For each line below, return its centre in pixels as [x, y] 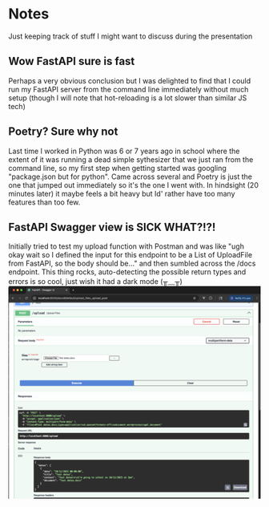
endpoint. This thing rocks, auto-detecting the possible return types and [127, 272]
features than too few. [44, 202]
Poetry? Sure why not [63, 132]
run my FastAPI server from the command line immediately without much [128, 89]
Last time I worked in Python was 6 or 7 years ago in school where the [124, 151]
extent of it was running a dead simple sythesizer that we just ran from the [131, 159]
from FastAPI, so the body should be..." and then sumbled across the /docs [132, 264]
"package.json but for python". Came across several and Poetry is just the [130, 176]
